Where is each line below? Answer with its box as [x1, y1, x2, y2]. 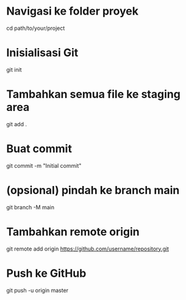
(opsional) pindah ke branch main [6, 183, 180, 197]
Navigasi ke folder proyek [6, 4, 139, 18]
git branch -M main [6, 203, 55, 211]
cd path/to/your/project [6, 24, 65, 32]
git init [6, 66, 23, 73]
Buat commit [6, 142, 72, 155]
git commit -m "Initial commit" [6, 162, 82, 169]
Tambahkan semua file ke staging [6, 87, 181, 101]
